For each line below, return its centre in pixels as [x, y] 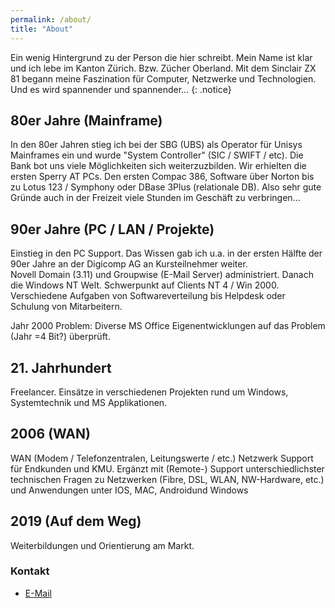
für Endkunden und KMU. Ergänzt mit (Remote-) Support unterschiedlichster [167, 468]
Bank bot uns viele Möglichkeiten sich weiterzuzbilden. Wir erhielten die [158, 166]
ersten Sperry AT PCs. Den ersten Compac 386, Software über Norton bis [162, 177]
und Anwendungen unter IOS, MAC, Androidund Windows [129, 490]
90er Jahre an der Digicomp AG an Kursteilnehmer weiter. [129, 264]
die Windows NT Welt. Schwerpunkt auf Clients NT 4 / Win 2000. [145, 285]
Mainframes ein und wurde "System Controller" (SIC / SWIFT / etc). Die [157, 155]
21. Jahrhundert [61, 367]
